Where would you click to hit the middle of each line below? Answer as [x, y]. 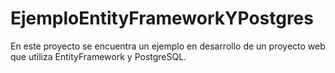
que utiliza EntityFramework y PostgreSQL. [98, 56]
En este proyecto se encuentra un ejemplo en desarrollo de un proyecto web [168, 46]
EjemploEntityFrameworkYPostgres [162, 18]
